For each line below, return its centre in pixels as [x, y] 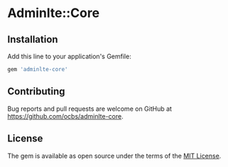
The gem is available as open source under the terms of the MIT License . [114, 156]
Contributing [36, 91]
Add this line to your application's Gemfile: [69, 56]
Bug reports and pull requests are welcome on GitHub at [90, 109]
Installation [33, 39]
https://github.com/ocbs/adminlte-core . [65, 116]
